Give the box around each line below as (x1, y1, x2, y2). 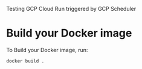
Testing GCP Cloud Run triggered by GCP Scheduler (6, 5, 137, 12)
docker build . (6, 57, 45, 64)
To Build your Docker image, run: (6, 46, 88, 53)
